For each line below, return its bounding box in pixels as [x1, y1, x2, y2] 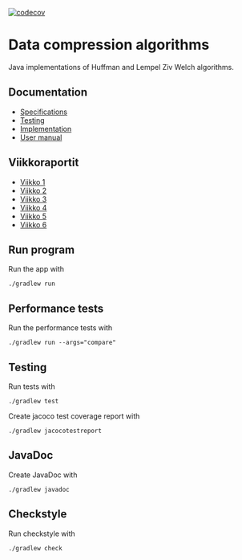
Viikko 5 [19, 211, 46, 221]
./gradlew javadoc [8, 485, 70, 493]
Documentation [8, 85, 88, 100]
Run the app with [8, 264, 65, 274]
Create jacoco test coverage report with [8, 411, 140, 421]
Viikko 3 [19, 194, 47, 204]
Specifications [19, 107, 68, 116]
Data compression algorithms [8, 36, 210, 54]
